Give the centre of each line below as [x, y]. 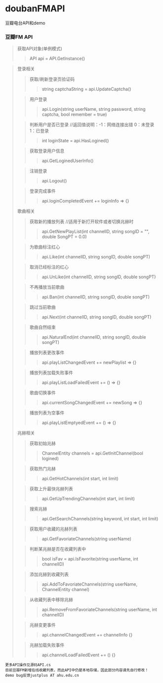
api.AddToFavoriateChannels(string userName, [89, 584]
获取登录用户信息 [47, 151]
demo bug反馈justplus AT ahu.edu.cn [42, 676]
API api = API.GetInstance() [57, 59]
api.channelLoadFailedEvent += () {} [79, 655]
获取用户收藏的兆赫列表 [53, 529]
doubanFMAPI [35, 9]
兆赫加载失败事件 [47, 645]
